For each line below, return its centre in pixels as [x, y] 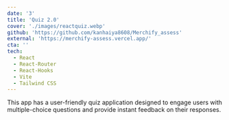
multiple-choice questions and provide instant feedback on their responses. [114, 110]
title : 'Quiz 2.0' [33, 20]
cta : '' [18, 45]
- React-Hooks [33, 70]
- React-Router [35, 64]
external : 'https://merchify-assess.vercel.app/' [80, 39]
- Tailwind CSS [35, 83]
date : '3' [21, 13]
